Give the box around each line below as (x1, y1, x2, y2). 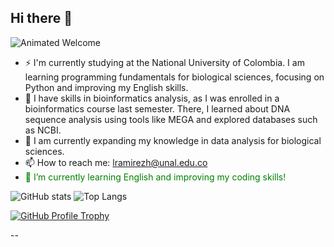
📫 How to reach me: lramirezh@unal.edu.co (24, 156, 208, 168)
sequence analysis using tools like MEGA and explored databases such (24, 113, 318, 125)
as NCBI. (24, 124, 62, 136)
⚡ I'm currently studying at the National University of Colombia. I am (24, 56, 305, 68)
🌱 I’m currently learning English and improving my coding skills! (24, 171, 287, 183)
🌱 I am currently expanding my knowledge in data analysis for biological (24, 134, 322, 146)
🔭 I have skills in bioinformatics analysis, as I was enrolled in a (24, 92, 280, 104)
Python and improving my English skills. (24, 81, 189, 93)
